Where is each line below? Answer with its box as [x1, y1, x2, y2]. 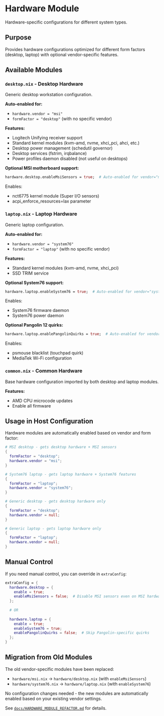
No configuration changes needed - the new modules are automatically [5, 690, 149, 696]
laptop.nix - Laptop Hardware [5, 210, 77, 217]
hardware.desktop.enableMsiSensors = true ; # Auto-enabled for [5, 175, 139, 179]
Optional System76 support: [5, 280, 64, 285]
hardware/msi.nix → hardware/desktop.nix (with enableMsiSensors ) [12, 675, 147, 682]
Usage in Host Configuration [5, 417, 94, 426]
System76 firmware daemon [12, 307, 69, 313]
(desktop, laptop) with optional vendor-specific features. [5, 51, 119, 57]
